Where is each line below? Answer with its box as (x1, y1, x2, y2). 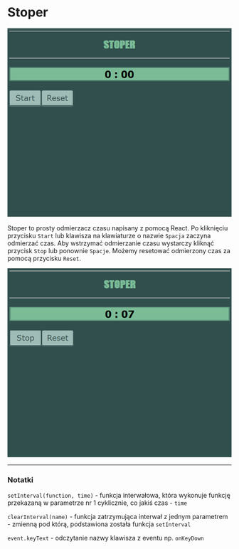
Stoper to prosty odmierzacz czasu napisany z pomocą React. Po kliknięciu (7, 224, 228, 233)
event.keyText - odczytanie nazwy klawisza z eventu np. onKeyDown (7, 534, 204, 543)
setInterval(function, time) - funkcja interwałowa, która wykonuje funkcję (7, 491, 231, 500)
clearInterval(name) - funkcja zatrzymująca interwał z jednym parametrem (7, 513, 228, 521)
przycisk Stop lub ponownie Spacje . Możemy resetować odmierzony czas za (7, 247, 230, 255)
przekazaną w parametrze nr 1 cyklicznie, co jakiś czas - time (7, 499, 188, 507)
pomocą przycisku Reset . (7, 254, 82, 263)
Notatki (7, 474, 34, 484)
